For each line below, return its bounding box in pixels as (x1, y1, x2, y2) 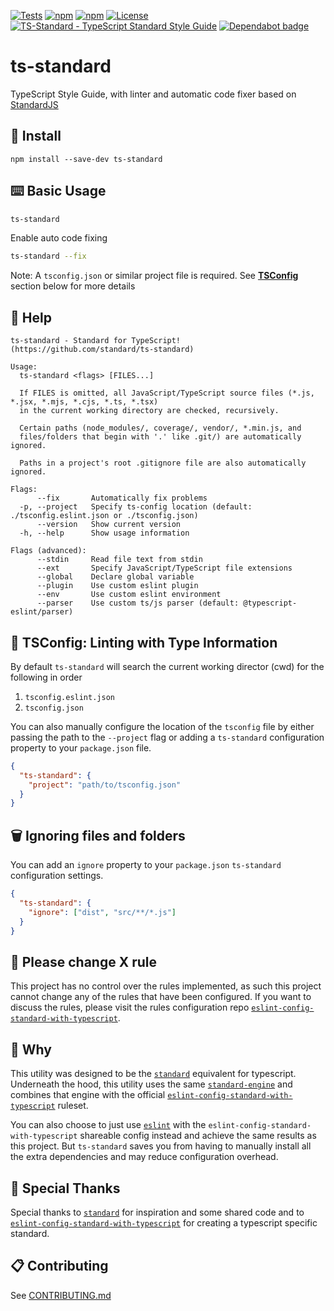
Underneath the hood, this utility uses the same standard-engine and (10, 1078, 293, 1090)
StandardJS (10, 98, 59, 110)
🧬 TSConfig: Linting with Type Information (10, 634, 278, 651)
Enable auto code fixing (10, 232, 108, 244)
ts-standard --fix (10, 251, 87, 262)
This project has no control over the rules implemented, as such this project (10, 980, 322, 992)
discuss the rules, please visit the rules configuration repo (10, 1001, 250, 1014)
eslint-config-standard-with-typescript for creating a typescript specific (10, 1216, 318, 1229)
